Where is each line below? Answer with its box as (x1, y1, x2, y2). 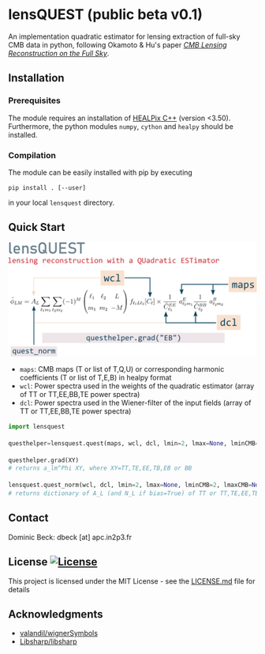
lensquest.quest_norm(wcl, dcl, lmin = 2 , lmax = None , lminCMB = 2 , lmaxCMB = (8, 481, 252, 490)
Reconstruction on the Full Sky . (8, 48, 110, 58)
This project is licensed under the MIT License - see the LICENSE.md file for (8, 576, 256, 586)
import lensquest (8, 423, 65, 431)
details (8, 584, 30, 594)
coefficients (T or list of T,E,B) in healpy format (19, 373, 172, 383)
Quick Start (8, 221, 65, 234)
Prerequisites (8, 95, 61, 106)
